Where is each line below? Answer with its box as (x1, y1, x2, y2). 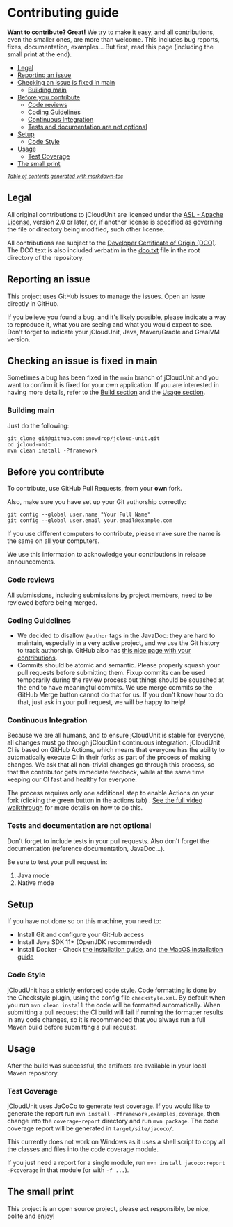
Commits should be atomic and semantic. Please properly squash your (17, 661, 220, 669)
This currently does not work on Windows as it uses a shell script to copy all (7, 1137, 225, 1146)
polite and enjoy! (7, 1212, 55, 1220)
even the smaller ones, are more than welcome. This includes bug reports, (7, 35, 220, 43)
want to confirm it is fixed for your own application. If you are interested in (7, 381, 219, 389)
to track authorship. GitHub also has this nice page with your (17, 647, 191, 655)
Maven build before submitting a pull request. (7, 1023, 138, 1031)
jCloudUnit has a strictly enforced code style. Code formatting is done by (7, 986, 217, 994)
